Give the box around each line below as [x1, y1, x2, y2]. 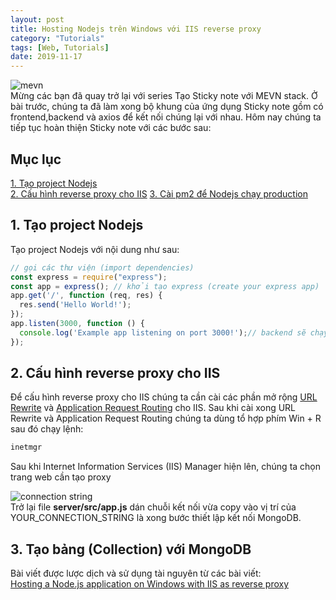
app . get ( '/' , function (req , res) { [10, 291, 163, 301]
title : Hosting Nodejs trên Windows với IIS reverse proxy [10, 24, 262, 34]
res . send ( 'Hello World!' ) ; [19, 300, 132, 310]
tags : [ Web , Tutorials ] [10, 42, 110, 53]
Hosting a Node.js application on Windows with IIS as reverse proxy [10, 578, 290, 590]
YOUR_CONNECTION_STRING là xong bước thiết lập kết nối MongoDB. [10, 512, 302, 524]
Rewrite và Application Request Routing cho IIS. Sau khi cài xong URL [10, 402, 297, 414]
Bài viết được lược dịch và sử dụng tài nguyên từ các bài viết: [10, 567, 262, 580]
